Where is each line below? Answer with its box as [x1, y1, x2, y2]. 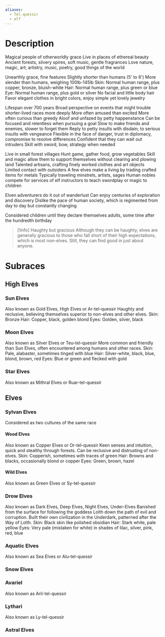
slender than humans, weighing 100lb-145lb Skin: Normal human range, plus [5, 80, 160, 86]
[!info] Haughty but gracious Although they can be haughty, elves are [17, 227, 158, 233]
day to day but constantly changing [5, 203, 77, 209]
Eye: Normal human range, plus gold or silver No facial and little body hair [5, 90, 155, 96]
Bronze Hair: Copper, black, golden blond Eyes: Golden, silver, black [5, 317, 144, 322]
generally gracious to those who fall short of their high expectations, [17, 232, 156, 238]
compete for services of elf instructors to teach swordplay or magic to [5, 178, 147, 183]
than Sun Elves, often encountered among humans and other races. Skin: [5, 345, 154, 351]
